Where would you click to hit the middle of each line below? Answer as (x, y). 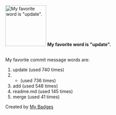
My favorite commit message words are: (48, 60)
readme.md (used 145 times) (43, 91)
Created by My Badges (29, 107)
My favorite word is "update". (79, 44)
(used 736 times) (38, 80)
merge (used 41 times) (36, 97)
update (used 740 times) (38, 70)
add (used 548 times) (35, 86)
